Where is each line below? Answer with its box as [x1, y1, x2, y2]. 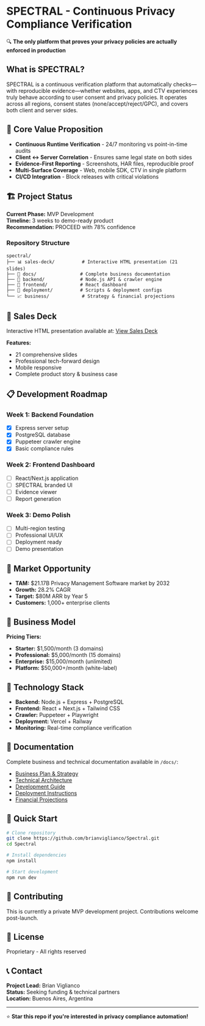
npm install [6, 858, 37, 864]
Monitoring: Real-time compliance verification [15, 724, 132, 731]
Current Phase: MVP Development [6, 211, 95, 218]
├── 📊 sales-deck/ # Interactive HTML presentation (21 [6, 258, 178, 265]
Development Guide [15, 783, 65, 790]
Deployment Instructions [15, 789, 77, 796]
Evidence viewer [15, 488, 57, 495]
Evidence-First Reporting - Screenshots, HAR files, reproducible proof [15, 160, 194, 167]
